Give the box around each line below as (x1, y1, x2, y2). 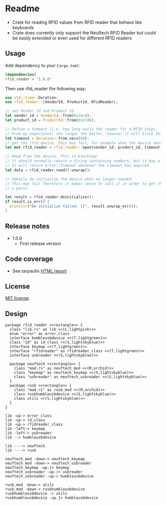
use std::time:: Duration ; (5, 95, 58, 100)
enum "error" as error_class (9, 331, 70, 336)
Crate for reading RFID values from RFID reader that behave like (12, 19, 142, 25)
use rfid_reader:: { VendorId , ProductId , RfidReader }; (5, 100, 119, 105)
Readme (5, 3, 40, 14)
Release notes (5, 222, 50, 231)
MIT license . (5, 295, 31, 301)
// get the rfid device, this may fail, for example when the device (5, 140, 152, 146)
